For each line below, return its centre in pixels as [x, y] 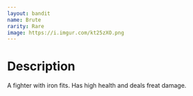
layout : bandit [29, 13]
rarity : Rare [26, 26]
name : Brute [24, 20]
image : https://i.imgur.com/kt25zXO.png [66, 33]
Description [41, 67]
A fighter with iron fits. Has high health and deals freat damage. [97, 86]
